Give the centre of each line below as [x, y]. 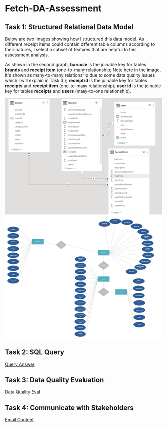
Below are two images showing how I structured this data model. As [75, 39]
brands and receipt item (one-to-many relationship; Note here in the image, [83, 70]
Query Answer [20, 364]
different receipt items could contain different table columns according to [80, 44]
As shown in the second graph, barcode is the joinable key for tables [76, 65]
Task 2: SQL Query [35, 352]
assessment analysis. [27, 55]
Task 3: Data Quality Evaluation [55, 380]
